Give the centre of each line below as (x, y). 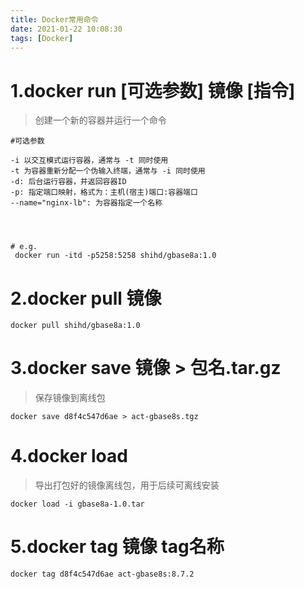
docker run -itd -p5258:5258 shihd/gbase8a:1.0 (115, 256)
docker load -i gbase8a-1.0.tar (77, 504)
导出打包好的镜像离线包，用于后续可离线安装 (127, 485)
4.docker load (69, 456)
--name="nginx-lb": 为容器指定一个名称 (86, 203)
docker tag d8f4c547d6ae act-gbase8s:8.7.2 (102, 574)
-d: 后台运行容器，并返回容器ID (68, 182)
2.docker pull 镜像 (86, 298)
